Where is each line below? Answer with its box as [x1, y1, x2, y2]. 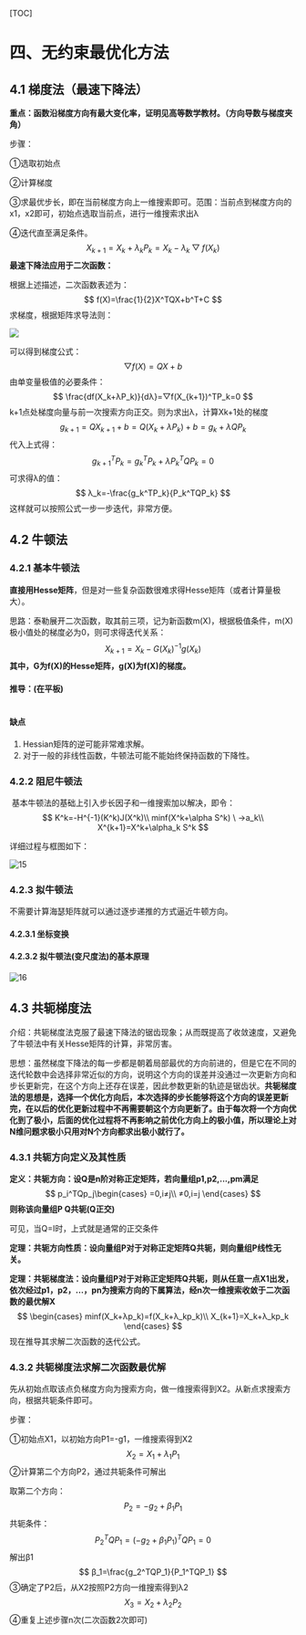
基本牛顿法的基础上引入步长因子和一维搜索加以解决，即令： [11, 797, 235, 808]
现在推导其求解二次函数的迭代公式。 [9, 1336, 146, 1347]
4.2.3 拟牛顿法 [9, 883, 74, 896]
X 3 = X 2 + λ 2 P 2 [124, 1597, 182, 1610]
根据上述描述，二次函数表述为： [9, 278, 129, 290]
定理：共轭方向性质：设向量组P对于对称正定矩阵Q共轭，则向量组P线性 [9, 1242, 274, 1253]
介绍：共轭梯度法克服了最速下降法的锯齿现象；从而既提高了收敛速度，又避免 [9, 1026, 297, 1037]
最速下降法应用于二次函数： [9, 259, 114, 270]
